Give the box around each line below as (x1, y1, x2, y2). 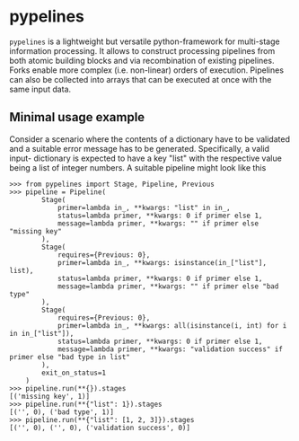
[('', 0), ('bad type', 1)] (9, 407, 115, 417)
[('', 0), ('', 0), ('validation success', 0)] (9, 423, 191, 432)
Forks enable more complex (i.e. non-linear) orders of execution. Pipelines (9, 65, 285, 75)
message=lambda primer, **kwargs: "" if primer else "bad (57, 281, 279, 291)
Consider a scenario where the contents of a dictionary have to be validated (9, 133, 290, 145)
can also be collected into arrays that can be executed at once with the (9, 74, 272, 84)
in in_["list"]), (9, 329, 75, 338)
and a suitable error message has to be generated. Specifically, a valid (9, 143, 270, 154)
